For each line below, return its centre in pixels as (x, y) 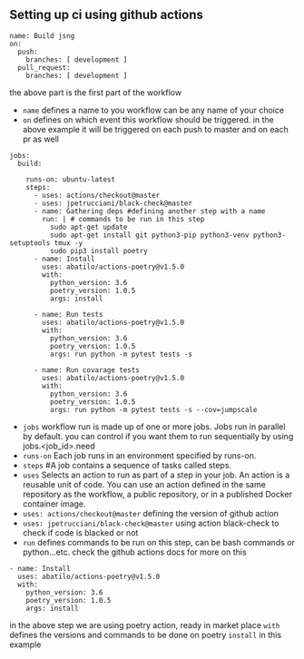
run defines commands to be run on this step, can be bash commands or (158, 542)
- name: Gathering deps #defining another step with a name (149, 211)
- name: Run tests (68, 314)
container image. (54, 504)
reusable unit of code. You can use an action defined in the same (144, 484)
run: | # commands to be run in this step (123, 219)
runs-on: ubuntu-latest (71, 179)
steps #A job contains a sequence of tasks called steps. (127, 465)
